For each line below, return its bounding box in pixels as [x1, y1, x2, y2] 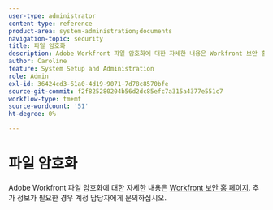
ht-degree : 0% [8, 110, 57, 118]
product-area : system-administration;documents [8, 27, 173, 35]
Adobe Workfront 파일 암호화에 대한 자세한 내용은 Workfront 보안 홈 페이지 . [8, 182, 251, 192]
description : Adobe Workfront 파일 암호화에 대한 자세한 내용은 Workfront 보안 [8, 49, 258, 58]
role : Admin [8, 72, 49, 80]
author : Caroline [8, 58, 67, 66]
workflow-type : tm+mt [8, 95, 82, 103]
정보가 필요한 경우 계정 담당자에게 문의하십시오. [16, 192, 167, 203]
